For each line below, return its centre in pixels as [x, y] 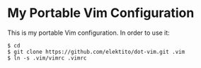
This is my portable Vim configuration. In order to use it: [88, 33]
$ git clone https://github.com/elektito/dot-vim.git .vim [96, 52]
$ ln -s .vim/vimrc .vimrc [47, 58]
